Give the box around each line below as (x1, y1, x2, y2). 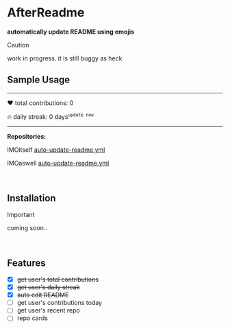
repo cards (16, 314, 48, 322)
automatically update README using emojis (7, 27, 135, 36)
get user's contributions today (16, 299, 103, 307)
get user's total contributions (16, 275, 99, 284)
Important (7, 211, 35, 219)
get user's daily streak (16, 283, 80, 291)
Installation (7, 192, 56, 204)
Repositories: (7, 133, 47, 141)
